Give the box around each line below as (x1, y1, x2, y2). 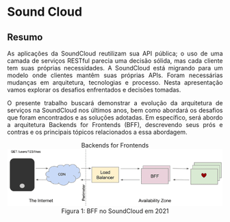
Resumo (7, 31, 43, 43)
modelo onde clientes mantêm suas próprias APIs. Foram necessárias (7, 71, 223, 79)
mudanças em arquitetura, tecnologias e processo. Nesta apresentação (7, 79, 223, 86)
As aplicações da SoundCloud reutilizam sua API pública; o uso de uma (7, 49, 223, 57)
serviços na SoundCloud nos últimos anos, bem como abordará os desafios (7, 107, 223, 114)
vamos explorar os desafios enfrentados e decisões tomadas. (7, 86, 181, 94)
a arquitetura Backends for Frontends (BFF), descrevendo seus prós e (7, 121, 223, 128)
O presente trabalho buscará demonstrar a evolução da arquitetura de (7, 99, 223, 107)
